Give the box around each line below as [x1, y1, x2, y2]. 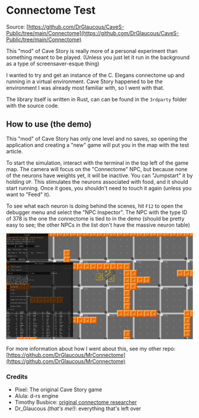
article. [6, 147, 23, 155]
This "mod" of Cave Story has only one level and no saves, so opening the [6, 135, 188, 142]
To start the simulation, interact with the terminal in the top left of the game [6, 159, 189, 166]
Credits [6, 372, 28, 381]
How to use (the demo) [6, 120, 92, 130]
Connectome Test [6, 4, 96, 17]
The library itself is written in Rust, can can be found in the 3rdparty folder [6, 96, 187, 103]
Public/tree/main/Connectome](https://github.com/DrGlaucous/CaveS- [6, 29, 179, 36]
